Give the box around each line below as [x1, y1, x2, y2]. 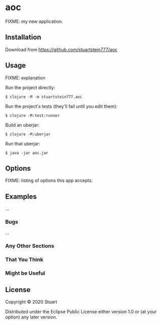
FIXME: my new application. [5, 18, 63, 24]
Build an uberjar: [5, 122, 39, 128]
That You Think [5, 256, 43, 263]
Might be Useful [5, 270, 45, 277]
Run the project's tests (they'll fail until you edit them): [5, 103, 118, 109]
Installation [5, 33, 41, 42]
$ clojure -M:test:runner [5, 113, 60, 118]
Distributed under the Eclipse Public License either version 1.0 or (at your [5, 309, 157, 315]
